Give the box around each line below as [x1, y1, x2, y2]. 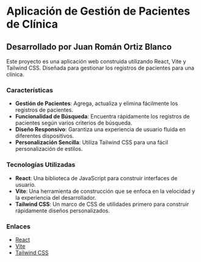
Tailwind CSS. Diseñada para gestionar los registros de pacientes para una [6, 64, 194, 71]
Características [6, 86, 53, 94]
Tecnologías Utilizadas [6, 161, 76, 169]
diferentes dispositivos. [15, 133, 75, 140]
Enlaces [6, 222, 31, 230]
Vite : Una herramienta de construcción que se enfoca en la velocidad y [15, 187, 196, 195]
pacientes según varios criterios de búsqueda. [15, 119, 133, 126]
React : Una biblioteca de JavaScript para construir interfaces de [15, 174, 178, 181]
